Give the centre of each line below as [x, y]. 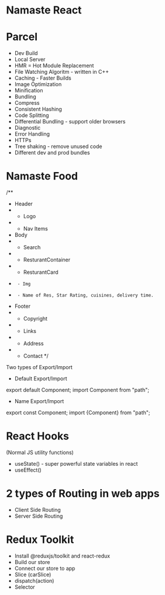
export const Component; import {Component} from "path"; [78, 412]
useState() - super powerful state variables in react [76, 464]
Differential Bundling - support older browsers [70, 122]
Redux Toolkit [40, 540]
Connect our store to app [45, 568]
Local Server [30, 60]
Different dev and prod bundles [52, 153]
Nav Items [35, 229]
